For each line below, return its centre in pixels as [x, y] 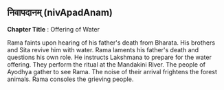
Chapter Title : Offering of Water [53, 29]
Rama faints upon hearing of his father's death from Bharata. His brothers [111, 43]
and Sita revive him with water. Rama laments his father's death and [103, 49]
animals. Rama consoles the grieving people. [70, 79]
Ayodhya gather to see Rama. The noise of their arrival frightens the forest [112, 71]
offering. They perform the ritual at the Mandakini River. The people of [107, 64]
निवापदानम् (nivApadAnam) [60, 13]
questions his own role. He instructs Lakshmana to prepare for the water [109, 57]
